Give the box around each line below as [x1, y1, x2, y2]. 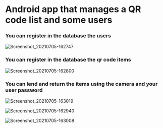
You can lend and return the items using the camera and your [5, 80, 158, 87]
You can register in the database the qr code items [5, 56, 131, 63]
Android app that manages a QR [5, 4, 141, 15]
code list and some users [5, 14, 113, 26]
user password [5, 87, 43, 94]
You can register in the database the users [5, 32, 111, 39]
